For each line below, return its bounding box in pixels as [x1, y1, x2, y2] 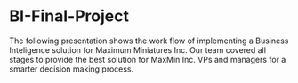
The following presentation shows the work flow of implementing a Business [9, 35, 289, 46]
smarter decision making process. [9, 64, 134, 74]
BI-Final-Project [9, 6, 129, 26]
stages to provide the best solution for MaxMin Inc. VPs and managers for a [9, 54, 286, 64]
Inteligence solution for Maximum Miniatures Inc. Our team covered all [9, 44, 267, 55]
